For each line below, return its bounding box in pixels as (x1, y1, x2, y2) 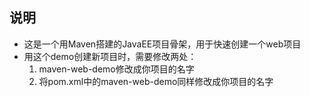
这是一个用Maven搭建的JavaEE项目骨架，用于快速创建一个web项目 (23, 38, 302, 50)
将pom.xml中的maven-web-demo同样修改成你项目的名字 (38, 75, 274, 87)
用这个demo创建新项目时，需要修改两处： (23, 50, 197, 62)
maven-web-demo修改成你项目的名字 (38, 63, 195, 75)
